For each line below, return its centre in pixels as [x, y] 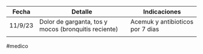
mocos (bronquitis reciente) [79, 29]
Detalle [82, 12]
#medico [17, 46]
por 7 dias [145, 29]
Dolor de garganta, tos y [73, 22]
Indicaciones [162, 12]
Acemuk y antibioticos [162, 22]
